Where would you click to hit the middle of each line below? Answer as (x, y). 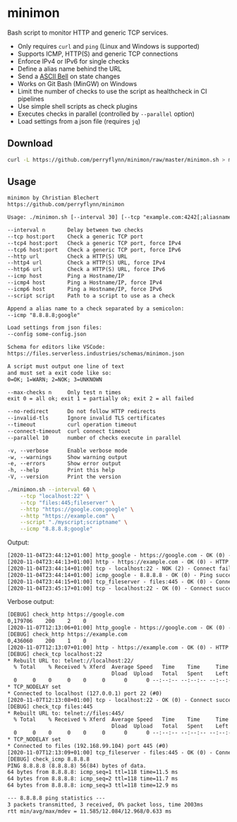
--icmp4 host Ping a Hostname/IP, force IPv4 (85, 283)
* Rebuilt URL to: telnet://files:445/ (66, 713)
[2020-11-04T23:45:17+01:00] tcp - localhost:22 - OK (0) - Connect (110, 588)
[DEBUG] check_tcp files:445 (50, 707)
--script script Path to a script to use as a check (91, 296)
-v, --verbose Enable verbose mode (68, 451)
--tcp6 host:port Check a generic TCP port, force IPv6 (94, 250)
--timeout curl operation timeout (72, 425)
